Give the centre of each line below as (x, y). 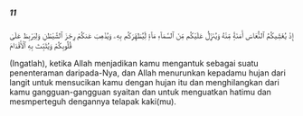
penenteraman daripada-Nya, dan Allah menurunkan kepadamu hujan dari (148, 73)
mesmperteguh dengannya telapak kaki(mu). (93, 101)
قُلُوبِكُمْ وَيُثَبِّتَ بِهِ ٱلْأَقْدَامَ (41, 45)
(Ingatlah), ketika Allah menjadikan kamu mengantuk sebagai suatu (134, 63)
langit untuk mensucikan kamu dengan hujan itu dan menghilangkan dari (145, 82)
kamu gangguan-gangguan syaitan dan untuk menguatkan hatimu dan (140, 92)
